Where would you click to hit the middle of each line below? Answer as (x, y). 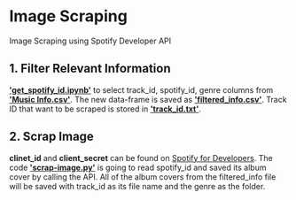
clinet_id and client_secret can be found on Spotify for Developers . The (141, 158)
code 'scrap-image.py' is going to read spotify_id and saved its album (138, 167)
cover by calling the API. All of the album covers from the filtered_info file (143, 177)
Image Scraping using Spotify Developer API (90, 41)
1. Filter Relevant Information (90, 69)
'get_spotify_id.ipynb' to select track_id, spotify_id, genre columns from (141, 89)
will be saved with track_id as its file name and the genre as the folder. (137, 186)
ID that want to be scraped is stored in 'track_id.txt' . (105, 109)
